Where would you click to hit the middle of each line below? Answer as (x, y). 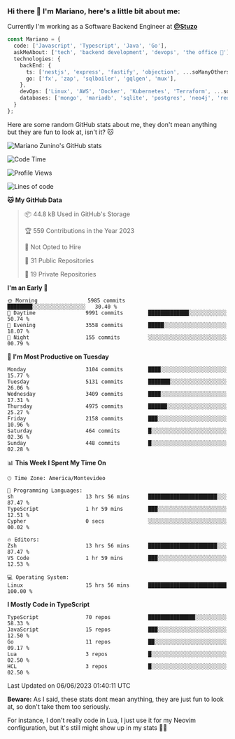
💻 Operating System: (38, 577)
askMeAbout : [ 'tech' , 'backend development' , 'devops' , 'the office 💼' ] (122, 53)
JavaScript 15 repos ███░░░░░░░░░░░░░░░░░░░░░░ (117, 630)
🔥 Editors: (23, 540)
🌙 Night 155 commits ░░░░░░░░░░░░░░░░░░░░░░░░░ (117, 337)
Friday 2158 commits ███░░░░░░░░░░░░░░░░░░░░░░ (117, 418)
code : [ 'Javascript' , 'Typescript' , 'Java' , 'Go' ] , (91, 46)
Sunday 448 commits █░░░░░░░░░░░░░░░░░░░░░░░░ (117, 443)
